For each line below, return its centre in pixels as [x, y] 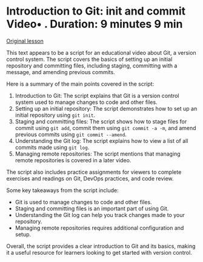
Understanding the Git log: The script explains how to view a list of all [101, 140]
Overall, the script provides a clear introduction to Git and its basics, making [101, 246]
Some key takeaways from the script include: [63, 190]
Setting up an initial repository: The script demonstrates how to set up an [106, 108]
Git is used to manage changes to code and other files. [84, 202]
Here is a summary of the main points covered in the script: [80, 84]
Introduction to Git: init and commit [96, 11]
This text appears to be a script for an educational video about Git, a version [101, 52]
